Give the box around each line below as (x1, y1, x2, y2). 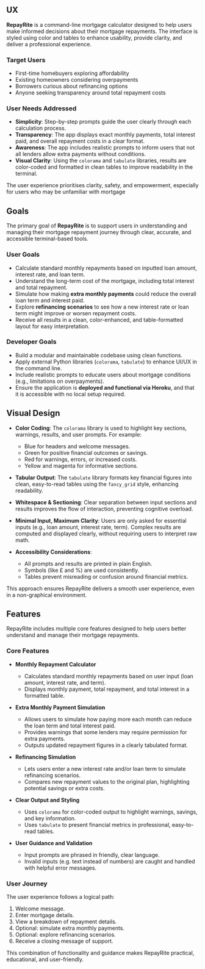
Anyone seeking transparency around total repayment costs (15, 89, 166, 96)
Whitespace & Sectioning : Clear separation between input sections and (15, 498, 197, 506)
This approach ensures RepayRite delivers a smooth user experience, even (6, 585, 195, 592)
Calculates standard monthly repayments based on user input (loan (24, 672, 194, 679)
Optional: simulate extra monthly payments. (15, 924, 125, 932)
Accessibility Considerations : (15, 548, 92, 556)
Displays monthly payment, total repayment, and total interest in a (24, 685, 190, 693)
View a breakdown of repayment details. (15, 918, 117, 926)
